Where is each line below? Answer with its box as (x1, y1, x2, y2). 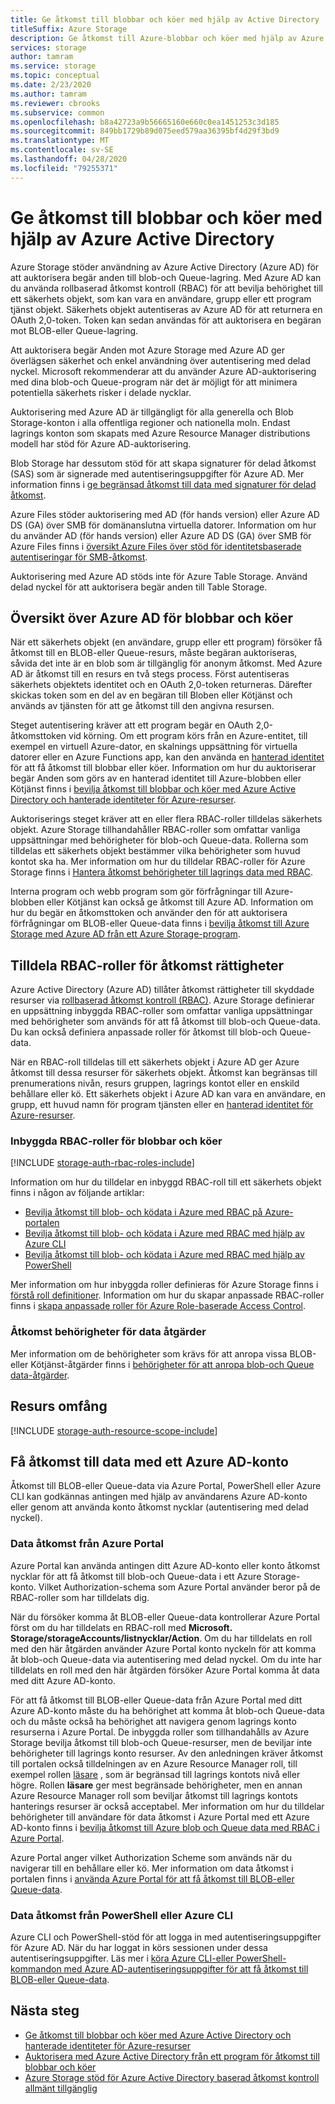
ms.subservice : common (10, 107, 105, 118)
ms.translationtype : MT (10, 136, 110, 146)
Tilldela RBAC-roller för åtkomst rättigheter (10, 957, 284, 974)
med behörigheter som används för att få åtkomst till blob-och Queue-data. (10, 1016, 321, 1028)
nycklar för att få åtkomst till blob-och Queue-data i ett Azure (10, 1570, 262, 1582)
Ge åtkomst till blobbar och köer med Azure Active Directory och (24, 2029, 292, 2041)
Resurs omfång (10, 1398, 108, 1415)
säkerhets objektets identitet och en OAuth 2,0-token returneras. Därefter (10, 679, 313, 691)
